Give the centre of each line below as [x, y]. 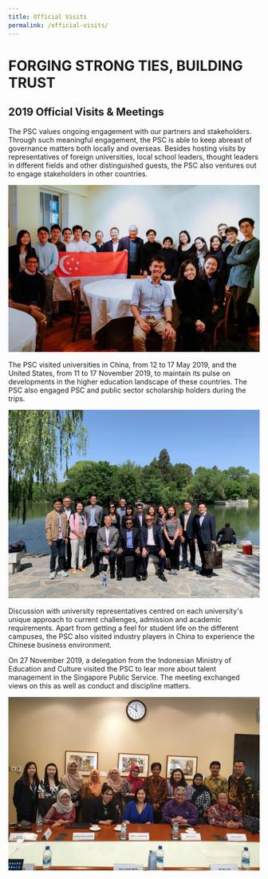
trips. [17, 399]
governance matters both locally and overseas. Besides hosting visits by [127, 148]
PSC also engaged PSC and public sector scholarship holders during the [127, 390]
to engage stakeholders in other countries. [78, 173]
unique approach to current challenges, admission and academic [115, 620]
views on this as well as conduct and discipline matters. [100, 686]
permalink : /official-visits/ [59, 25]
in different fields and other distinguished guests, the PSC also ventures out [132, 165]
